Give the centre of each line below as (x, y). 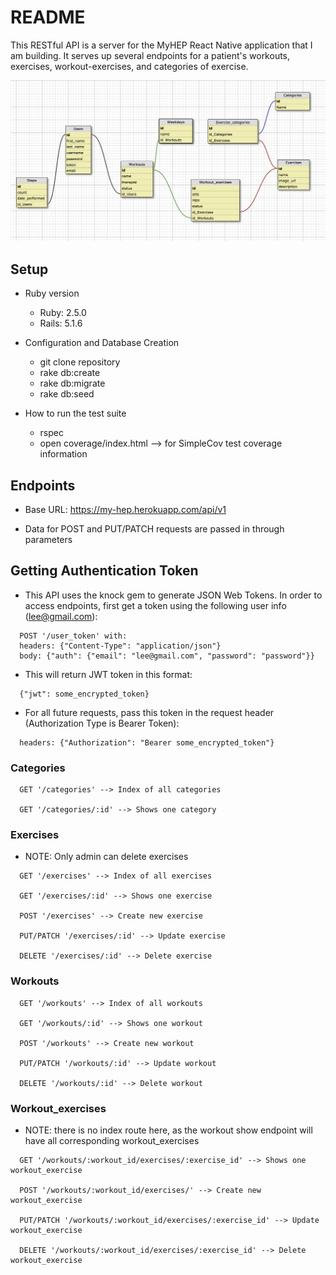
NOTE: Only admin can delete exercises (106, 857)
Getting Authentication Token (104, 571)
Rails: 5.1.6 (61, 323)
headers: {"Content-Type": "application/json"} (120, 646)
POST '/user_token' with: (73, 636)
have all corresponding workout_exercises (112, 1140)
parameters (48, 539)
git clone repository (80, 362)
